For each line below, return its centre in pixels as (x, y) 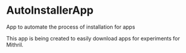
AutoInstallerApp (50, 10)
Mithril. (15, 45)
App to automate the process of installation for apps (71, 27)
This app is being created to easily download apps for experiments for (93, 38)
